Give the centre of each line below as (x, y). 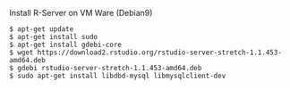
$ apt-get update (42, 29)
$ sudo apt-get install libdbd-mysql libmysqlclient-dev (118, 76)
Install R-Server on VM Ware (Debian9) (81, 13)
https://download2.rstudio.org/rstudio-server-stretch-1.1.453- (159, 53)
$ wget (21, 53)
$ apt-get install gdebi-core (66, 44)
